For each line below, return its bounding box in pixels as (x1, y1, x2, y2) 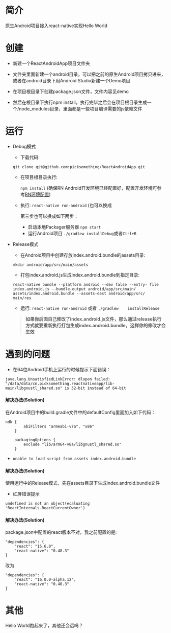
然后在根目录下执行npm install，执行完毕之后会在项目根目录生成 (12, 99, 148, 105)
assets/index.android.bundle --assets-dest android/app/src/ (12, 291, 146, 296)
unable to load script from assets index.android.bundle (12, 456, 136, 461)
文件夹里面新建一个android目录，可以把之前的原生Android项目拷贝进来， (12, 71, 166, 77)
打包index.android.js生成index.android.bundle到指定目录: (20, 272, 140, 278)
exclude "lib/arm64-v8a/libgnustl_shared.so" (23, 442, 122, 447)
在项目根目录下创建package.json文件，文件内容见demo (12, 88, 129, 95)
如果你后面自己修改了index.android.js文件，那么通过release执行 (25, 315, 162, 322)
